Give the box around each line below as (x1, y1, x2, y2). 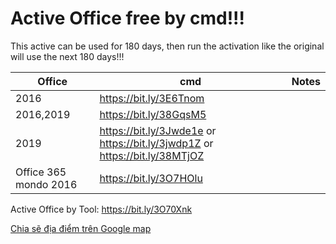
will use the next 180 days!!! (10, 50, 125, 62)
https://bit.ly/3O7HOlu (99, 171, 203, 185)
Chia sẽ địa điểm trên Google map (10, 222, 152, 234)
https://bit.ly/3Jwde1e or (99, 123, 217, 137)
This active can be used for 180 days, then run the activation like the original (10, 40, 325, 52)
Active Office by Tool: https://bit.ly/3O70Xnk (10, 203, 193, 215)
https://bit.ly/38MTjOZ (99, 148, 205, 162)
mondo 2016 (15, 177, 78, 191)
